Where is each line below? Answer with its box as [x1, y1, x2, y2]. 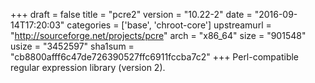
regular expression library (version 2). [10, 62, 166, 73]
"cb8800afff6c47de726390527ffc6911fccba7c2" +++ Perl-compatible [10, 51, 300, 63]
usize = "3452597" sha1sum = [10, 40, 135, 52]
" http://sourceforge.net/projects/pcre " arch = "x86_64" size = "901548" [10, 30, 307, 41]
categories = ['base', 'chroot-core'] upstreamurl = [66, 19, 272, 31]
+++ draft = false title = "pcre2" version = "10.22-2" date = [10, 9, 253, 20]
